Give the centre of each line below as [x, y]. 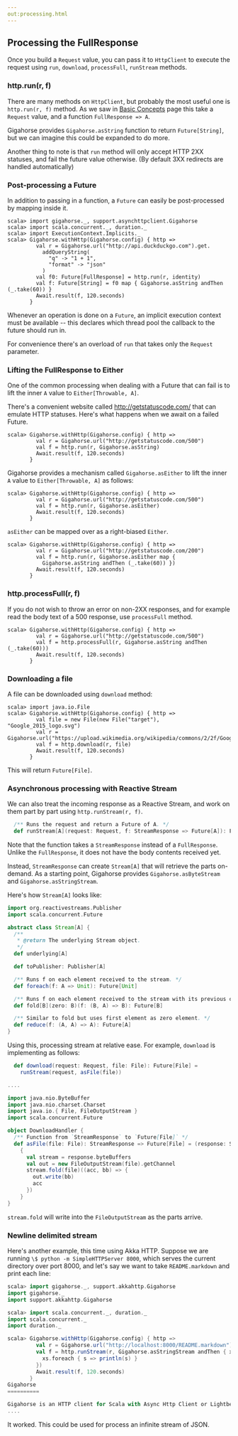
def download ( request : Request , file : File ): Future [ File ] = [106, 1066]
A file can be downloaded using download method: [80, 694]
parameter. [23, 352]
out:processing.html [38, 14]
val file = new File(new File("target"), [98, 719]
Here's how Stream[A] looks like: [55, 895]
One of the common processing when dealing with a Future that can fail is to [119, 385]
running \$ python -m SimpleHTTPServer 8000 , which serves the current [112, 1258]
